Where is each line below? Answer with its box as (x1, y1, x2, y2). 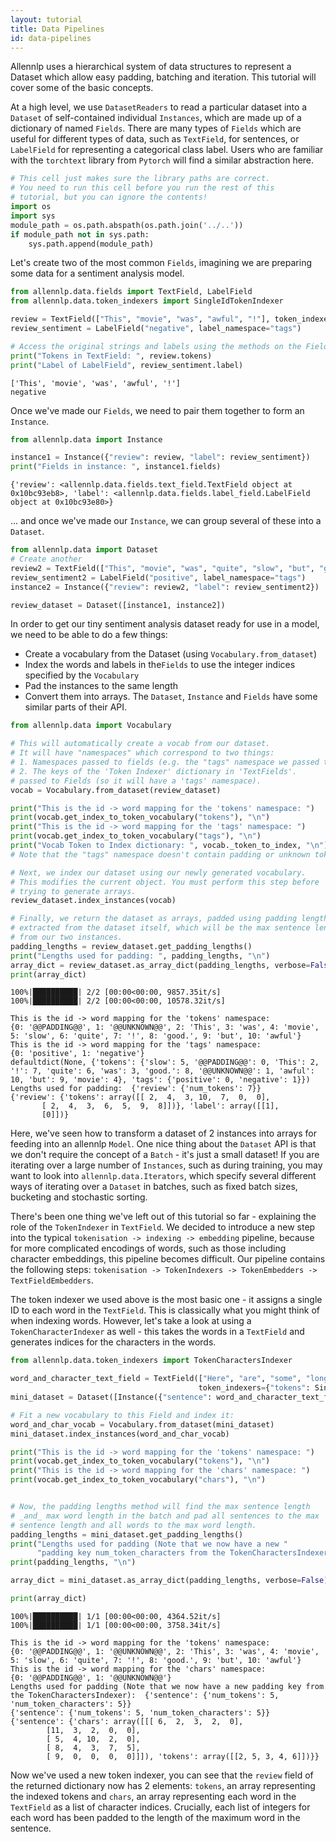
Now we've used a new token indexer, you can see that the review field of (10, 1769, 314, 1781)
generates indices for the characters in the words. (10, 1336, 217, 1348)
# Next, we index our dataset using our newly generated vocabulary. (10, 867, 307, 878)
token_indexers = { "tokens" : (198, 1383, 311, 1393)
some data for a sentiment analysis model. (10, 267, 185, 280)
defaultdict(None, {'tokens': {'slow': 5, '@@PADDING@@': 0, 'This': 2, (10, 1057, 320, 1068)
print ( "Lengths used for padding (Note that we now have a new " (10, 1539, 288, 1549)
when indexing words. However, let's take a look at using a (10, 1315, 252, 1327)
